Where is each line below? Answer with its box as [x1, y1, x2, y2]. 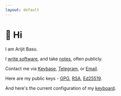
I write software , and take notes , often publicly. [5, 56, 103, 62]
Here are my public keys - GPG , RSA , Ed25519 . [5, 75, 102, 81]
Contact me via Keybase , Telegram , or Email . [5, 65, 98, 71]
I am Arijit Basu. [5, 46, 38, 52]
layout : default [5, 7, 39, 13]
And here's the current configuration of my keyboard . [5, 85, 116, 91]
